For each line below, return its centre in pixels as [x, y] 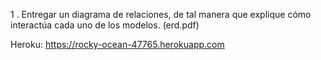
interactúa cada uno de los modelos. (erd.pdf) [105, 25]
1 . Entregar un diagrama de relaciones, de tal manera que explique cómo [161, 14]
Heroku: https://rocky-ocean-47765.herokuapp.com [117, 44]
